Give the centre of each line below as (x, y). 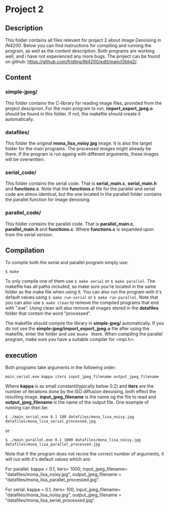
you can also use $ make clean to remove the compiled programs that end (82, 303)
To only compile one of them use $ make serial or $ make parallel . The (80, 281)
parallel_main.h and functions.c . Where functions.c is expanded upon (79, 229)
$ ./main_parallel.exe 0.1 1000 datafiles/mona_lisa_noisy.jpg (73, 440)
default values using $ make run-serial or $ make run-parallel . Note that (82, 298)
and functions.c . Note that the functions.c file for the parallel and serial (80, 189)
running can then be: (27, 408)
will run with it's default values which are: (48, 459)
